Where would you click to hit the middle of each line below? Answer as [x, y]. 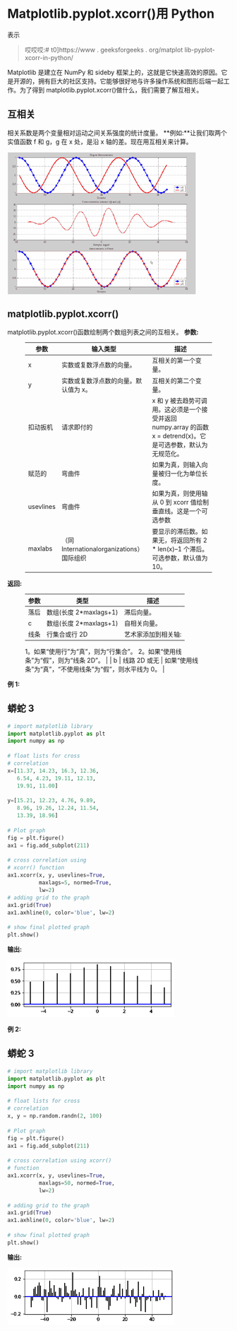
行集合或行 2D [67, 634]
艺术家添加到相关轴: [153, 634]
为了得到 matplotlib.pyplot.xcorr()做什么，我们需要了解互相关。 [111, 90]
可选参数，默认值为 [180, 558]
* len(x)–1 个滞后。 [180, 549]
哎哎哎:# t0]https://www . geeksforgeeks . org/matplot [104, 49]
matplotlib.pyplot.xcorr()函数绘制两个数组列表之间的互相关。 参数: [103, 332]
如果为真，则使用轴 [180, 493]
